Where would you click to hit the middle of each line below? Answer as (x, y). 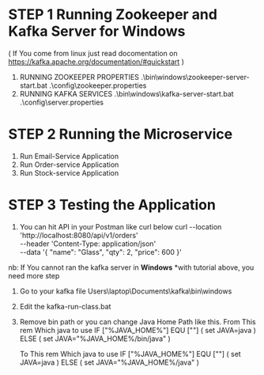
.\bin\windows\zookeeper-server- (196, 77)
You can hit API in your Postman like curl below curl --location (121, 226)
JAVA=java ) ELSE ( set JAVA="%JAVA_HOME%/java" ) (109, 362)
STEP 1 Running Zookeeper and (113, 15)
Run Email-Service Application (69, 156)
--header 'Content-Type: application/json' (88, 244)
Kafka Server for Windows (97, 31)
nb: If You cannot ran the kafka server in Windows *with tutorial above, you (131, 267)
